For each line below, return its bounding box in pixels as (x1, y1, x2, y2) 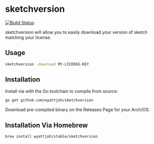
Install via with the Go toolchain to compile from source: (5, 88, 118, 94)
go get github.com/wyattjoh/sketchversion (5, 98, 93, 103)
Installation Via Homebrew (5, 121, 88, 129)
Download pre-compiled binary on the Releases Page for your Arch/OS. (5, 107, 150, 113)
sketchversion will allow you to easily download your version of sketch (5, 29, 148, 35)
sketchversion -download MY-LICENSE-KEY (5, 61, 90, 67)
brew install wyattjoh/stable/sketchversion (5, 134, 98, 139)
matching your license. (5, 34, 52, 40)
